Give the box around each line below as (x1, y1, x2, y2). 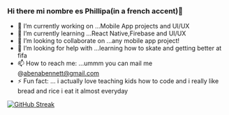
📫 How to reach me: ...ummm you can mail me (17, 59, 153, 68)
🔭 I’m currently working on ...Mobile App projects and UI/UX (17, 22, 190, 30)
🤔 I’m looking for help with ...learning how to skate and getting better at (17, 44, 222, 53)
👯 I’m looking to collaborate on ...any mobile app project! (17, 37, 180, 45)
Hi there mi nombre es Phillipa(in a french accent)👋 (7, 6, 184, 16)
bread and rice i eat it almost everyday (17, 87, 128, 96)
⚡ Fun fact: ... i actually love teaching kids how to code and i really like (17, 77, 219, 85)
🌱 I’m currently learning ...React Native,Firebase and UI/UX (17, 29, 186, 37)
